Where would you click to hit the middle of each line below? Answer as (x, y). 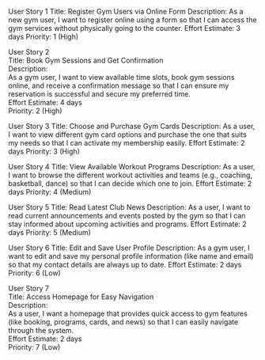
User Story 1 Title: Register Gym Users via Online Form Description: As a (126, 11)
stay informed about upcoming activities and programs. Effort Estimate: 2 (127, 224)
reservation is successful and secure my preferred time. (100, 94)
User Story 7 (29, 288)
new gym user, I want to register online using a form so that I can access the (132, 20)
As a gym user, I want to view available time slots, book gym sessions (121, 77)
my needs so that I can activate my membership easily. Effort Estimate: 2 (127, 143)
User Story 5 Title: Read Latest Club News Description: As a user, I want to (129, 207)
